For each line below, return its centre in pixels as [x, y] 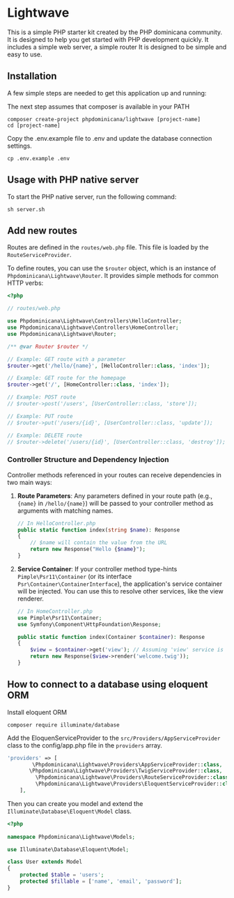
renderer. [30, 598]
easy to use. [25, 54]
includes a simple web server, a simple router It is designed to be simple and [117, 47]
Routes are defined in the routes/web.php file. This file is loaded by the [108, 247]
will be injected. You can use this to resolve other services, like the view [120, 591]
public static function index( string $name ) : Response [99, 530]
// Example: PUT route [40, 416]
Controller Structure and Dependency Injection [88, 460]
